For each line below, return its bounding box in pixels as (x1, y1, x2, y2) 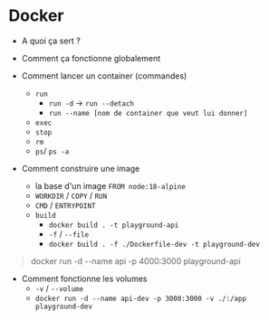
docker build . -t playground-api (48, 221, 179, 230)
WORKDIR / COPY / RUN (34, 190, 108, 201)
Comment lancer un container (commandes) (21, 70, 187, 81)
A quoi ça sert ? (21, 35, 81, 46)
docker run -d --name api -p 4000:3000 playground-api (30, 255, 241, 267)
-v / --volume (34, 282, 84, 294)
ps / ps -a (34, 146, 70, 156)
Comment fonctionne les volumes (21, 273, 148, 284)
